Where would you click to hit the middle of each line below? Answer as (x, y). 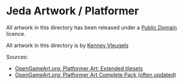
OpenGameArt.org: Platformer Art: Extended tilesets (79, 68)
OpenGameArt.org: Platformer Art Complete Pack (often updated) (95, 74)
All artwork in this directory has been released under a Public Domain (92, 27)
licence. (16, 33)
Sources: (17, 57)
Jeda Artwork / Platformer (73, 11)
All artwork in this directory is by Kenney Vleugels (67, 45)
